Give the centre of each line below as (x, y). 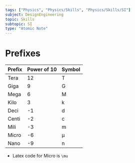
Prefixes (23, 54)
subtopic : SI (19, 24)
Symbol (71, 69)
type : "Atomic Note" (27, 29)
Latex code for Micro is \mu (40, 156)
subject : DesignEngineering (34, 15)
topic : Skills (20, 19)
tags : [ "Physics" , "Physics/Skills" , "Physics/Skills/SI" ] (68, 10)
